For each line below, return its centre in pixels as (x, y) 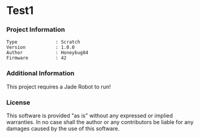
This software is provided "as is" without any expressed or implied (90, 116)
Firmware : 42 (37, 58)
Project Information (36, 30)
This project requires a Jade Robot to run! (59, 86)
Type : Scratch (43, 42)
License (18, 102)
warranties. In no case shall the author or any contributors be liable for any (100, 122)
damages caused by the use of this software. (63, 129)
